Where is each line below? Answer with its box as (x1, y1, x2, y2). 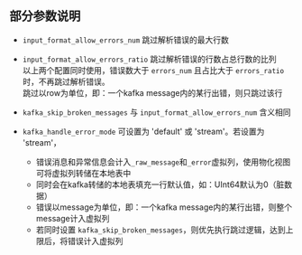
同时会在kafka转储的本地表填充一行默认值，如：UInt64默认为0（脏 (35, 179, 285, 190)
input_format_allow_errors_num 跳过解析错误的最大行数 (22, 34, 230, 45)
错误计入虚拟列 (67, 235, 124, 246)
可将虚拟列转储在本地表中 (35, 167, 132, 178)
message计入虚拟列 (35, 212, 110, 223)
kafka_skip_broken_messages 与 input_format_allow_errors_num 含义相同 (22, 107, 291, 118)
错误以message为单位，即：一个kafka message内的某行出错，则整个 (35, 202, 293, 212)
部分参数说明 (9, 8, 81, 24)
